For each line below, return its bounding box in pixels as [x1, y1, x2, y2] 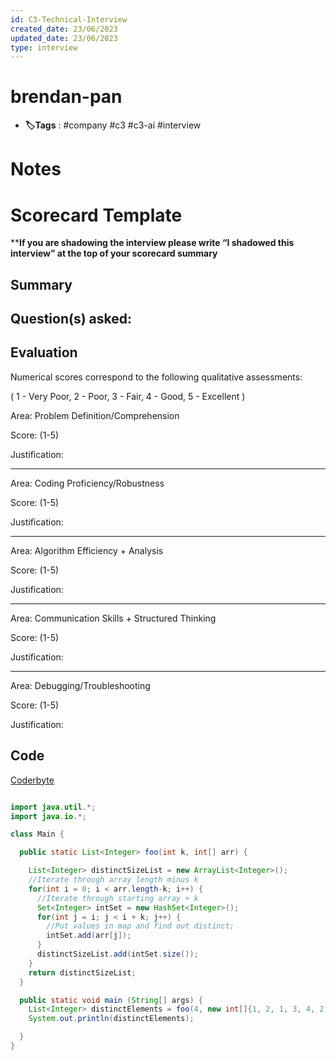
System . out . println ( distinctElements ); [28, 1014, 195, 1024]
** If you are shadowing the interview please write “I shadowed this [10, 237, 295, 249]
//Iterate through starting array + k [36, 893, 199, 903]
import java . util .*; [10, 802, 97, 812]
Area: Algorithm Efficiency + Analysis [10, 544, 164, 556]
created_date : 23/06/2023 [10, 24, 118, 34]
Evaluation [10, 344, 78, 361]
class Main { [10, 829, 65, 840]
